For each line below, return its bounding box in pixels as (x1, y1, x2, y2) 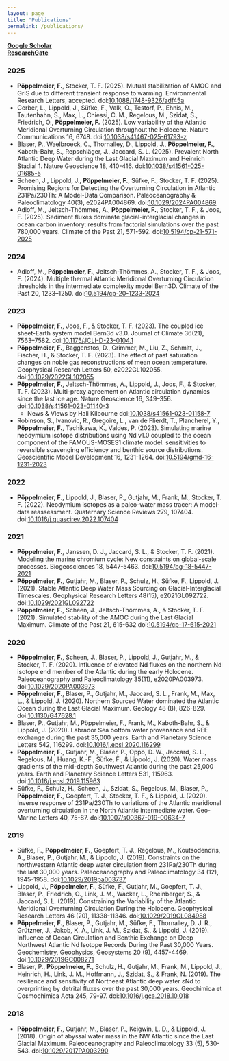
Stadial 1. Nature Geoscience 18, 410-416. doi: (16, 162, 146, 170)
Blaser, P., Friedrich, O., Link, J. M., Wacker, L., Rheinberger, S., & (16, 890, 200, 898)
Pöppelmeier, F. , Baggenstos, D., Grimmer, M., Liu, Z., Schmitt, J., (16, 344, 202, 352)
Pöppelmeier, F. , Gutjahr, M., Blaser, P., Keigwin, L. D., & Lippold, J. (16, 1025, 206, 1033)
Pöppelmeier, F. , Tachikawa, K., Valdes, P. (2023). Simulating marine (16, 424, 211, 432)
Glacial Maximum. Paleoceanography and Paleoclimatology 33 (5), (16, 1039, 205, 1047)
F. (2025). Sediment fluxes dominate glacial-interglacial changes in (16, 213, 206, 221)
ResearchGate (7, 49, 49, 57)
